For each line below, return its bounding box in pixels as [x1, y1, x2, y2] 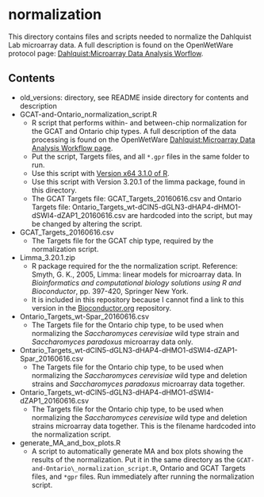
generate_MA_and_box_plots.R [19, 438, 121, 447]
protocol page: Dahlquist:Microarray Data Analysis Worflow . [8, 48, 204, 58]
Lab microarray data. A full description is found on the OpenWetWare [8, 40, 234, 49]
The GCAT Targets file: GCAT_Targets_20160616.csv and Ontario [31, 193, 242, 203]
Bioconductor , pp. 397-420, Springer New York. [31, 286, 189, 296]
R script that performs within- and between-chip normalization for [31, 117, 247, 128]
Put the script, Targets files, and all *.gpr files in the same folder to [31, 151, 250, 161]
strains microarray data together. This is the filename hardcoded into [31, 421, 256, 430]
